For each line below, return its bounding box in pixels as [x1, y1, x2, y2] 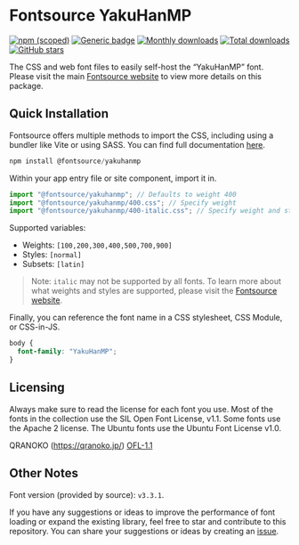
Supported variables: [9, 223, 86, 233]
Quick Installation [9, 106, 109, 121]
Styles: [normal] [21, 249, 82, 260]
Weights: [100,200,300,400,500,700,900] [21, 240, 173, 250]
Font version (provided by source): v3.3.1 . [9, 489, 165, 500]
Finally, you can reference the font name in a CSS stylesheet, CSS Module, [9, 313, 283, 323]
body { [9, 339, 34, 348]
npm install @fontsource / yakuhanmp [9, 157, 141, 166]
